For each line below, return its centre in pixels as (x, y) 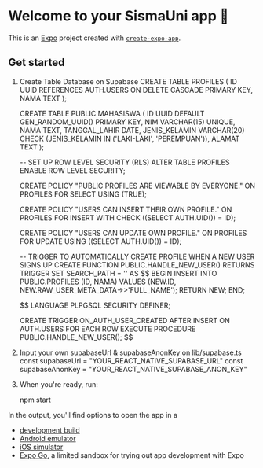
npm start (35, 400)
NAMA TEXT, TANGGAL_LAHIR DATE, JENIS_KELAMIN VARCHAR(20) (132, 130)
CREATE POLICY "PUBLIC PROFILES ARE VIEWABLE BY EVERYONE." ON (137, 186)
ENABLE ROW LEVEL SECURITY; (72, 170)
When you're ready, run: (58, 384)
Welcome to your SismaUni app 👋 (119, 16)
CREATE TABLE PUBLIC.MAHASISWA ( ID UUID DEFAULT (112, 113)
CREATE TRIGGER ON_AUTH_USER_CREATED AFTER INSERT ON (124, 320)
